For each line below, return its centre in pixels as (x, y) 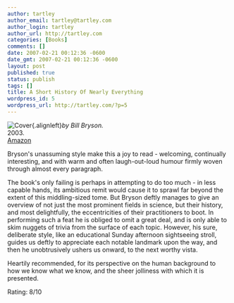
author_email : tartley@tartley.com (60, 20)
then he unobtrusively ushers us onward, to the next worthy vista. (103, 250)
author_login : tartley (41, 27)
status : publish (31, 79)
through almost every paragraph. (55, 169)
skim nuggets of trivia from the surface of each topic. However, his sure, (112, 227)
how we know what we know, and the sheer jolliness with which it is (106, 271)
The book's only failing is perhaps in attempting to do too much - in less (112, 182)
